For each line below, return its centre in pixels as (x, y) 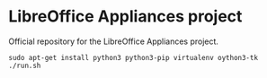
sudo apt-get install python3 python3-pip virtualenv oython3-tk (133, 57)
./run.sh (25, 65)
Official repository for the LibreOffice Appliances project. (114, 41)
